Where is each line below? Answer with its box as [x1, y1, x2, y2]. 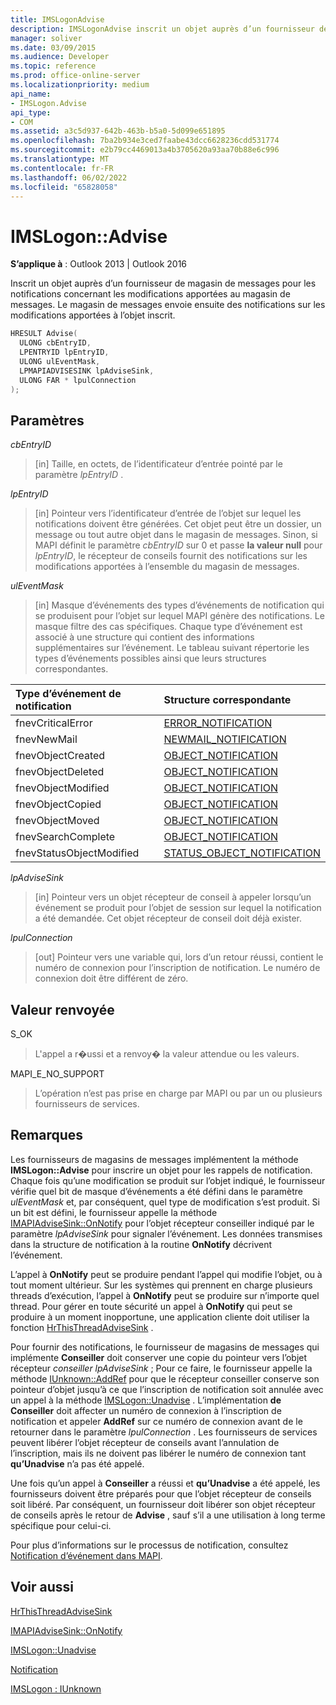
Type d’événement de [15, 687, 122, 701]
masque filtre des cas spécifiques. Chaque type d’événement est [34, 621, 303, 633]
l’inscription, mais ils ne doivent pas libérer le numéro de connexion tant [10, 1447, 307, 1459]
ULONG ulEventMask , [19, 356, 101, 366]
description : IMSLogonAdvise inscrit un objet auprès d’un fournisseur [10, 24, 315, 34]
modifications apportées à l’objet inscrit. [10, 309, 176, 321]
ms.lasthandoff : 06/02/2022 [10, 172, 128, 183]
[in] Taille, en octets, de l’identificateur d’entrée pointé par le [34, 458, 283, 470]
